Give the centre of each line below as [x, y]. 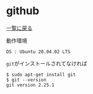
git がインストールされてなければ [47, 63]
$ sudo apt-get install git [41, 74]
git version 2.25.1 [30, 85]
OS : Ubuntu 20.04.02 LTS [38, 51]
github [23, 11]
